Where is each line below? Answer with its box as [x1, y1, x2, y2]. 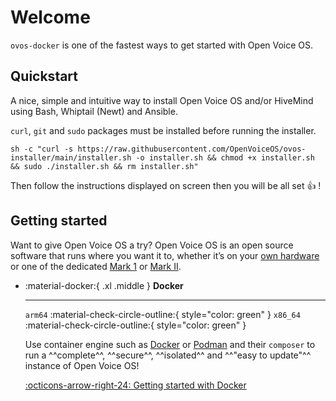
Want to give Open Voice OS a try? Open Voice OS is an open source [10, 239, 294, 251]
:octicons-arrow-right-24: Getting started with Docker [24, 379, 247, 391]
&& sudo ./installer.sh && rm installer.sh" [10, 161, 199, 171]
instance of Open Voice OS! [24, 359, 140, 371]
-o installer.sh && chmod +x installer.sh [135, 152, 315, 163]
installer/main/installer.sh [10, 152, 132, 163]
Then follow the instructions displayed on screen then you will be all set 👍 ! [10, 179, 322, 191]
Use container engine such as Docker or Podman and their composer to [24, 338, 316, 350]
